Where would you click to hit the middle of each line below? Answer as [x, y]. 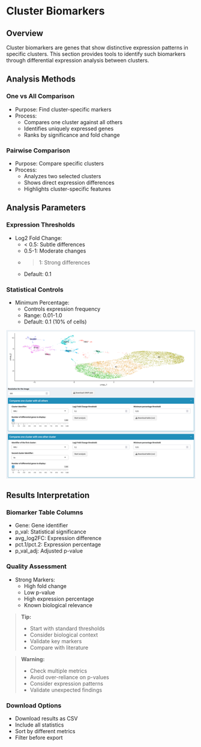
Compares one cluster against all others [73, 122]
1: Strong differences [64, 262]
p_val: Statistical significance [50, 532]
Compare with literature [59, 647]
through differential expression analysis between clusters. [78, 60]
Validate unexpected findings [66, 690]
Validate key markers [56, 641]
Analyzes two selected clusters [62, 176]
